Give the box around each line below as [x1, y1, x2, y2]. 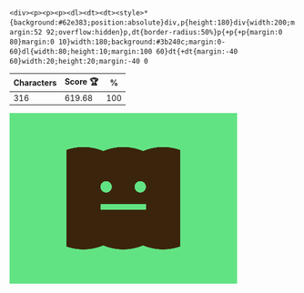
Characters [13, 77, 57, 88]
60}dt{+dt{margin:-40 [156, 47, 238, 56]
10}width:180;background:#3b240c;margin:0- [57, 37, 226, 46]
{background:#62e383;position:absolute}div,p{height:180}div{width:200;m [9, 18, 296, 27]
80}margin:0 [9, 37, 55, 46]
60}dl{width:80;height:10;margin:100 [9, 47, 153, 56]
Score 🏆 [64, 76, 98, 86]
